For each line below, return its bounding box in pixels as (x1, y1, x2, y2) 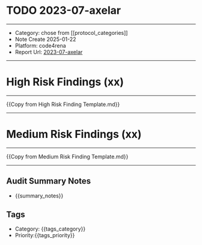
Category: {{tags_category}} (14, 225, 86, 232)
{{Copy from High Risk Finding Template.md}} (6, 101, 120, 108)
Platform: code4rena (14, 42, 66, 49)
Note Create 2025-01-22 (14, 36, 76, 43)
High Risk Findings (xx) (6, 75, 124, 89)
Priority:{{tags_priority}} (14, 232, 75, 239)
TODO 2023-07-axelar (6, 4, 121, 17)
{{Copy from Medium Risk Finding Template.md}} (6, 153, 129, 160)
